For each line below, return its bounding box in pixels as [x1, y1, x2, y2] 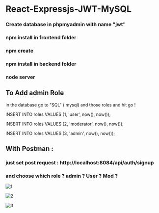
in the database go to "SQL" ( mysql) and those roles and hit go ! [5, 102, 136, 107]
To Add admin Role [5, 89, 64, 97]
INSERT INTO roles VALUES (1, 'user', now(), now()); [5, 111, 111, 117]
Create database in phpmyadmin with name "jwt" [5, 21, 126, 28]
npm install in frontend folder [5, 34, 77, 41]
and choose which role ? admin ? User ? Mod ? [5, 172, 118, 179]
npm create [5, 47, 34, 54]
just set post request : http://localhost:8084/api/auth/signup [5, 159, 154, 166]
